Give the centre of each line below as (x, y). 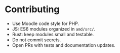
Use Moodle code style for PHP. (46, 23)
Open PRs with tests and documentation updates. (64, 45)
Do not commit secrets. (36, 40)
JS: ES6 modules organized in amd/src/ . (54, 29)
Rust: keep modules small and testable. (53, 34)
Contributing (32, 9)
